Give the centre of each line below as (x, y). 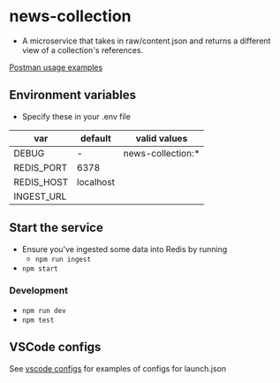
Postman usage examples (56, 67)
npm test (38, 320)
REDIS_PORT (41, 167)
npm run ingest (63, 259)
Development (39, 291)
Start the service (56, 228)
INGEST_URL (40, 196)
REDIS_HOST (41, 181)
